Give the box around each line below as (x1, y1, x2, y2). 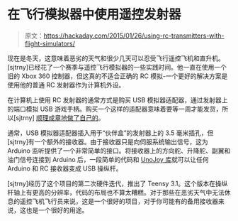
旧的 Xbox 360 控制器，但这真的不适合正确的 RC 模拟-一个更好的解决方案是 (7, 72, 228, 80)
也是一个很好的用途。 (25, 205, 89, 214)
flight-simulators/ (24, 39, 76, 48)
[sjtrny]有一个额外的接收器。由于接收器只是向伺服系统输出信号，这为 (7, 137, 208, 146)
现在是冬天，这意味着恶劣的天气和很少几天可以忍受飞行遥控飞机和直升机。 (7, 54, 225, 63)
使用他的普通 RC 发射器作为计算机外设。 (7, 80, 125, 89)
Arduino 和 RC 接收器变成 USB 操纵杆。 (7, 164, 123, 173)
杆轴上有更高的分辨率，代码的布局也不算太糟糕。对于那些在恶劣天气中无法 (7, 188, 225, 196)
